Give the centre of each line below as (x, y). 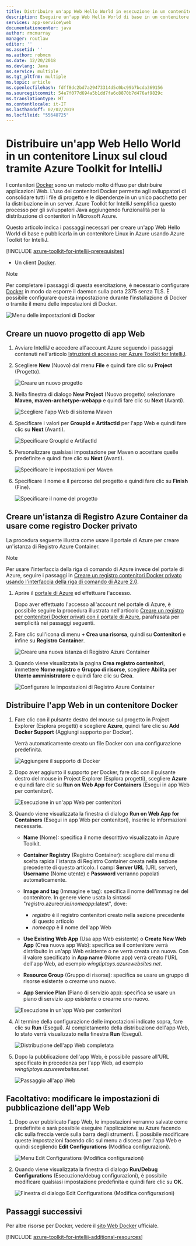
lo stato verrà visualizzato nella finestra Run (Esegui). (78, 1033)
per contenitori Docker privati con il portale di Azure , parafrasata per (97, 617)
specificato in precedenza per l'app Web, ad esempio (79, 1063)
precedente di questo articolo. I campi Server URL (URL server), (100, 867)
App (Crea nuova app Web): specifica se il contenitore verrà (95, 945)
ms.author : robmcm (28, 55)
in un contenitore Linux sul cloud (87, 156)
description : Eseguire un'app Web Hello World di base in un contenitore (98, 17)
